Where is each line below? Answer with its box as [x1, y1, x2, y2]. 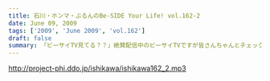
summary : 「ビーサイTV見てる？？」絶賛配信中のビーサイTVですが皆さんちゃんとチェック [8, 42, 264, 50]
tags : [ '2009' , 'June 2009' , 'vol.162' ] [8, 26, 146, 34]
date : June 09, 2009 [8, 19, 78, 27]
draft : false [8, 34, 52, 43]
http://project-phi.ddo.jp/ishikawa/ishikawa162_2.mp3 [8, 63, 186, 73]
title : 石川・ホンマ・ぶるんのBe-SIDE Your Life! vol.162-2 [8, 11, 201, 20]
